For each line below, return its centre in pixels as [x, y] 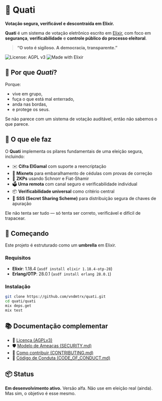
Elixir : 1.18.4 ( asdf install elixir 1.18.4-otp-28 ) [62, 268]
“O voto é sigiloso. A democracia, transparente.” [67, 47]
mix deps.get [18, 306]
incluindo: [15, 156]
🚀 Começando [27, 234]
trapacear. [15, 218]
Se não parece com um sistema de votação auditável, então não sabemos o [81, 119]
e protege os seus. [31, 109]
